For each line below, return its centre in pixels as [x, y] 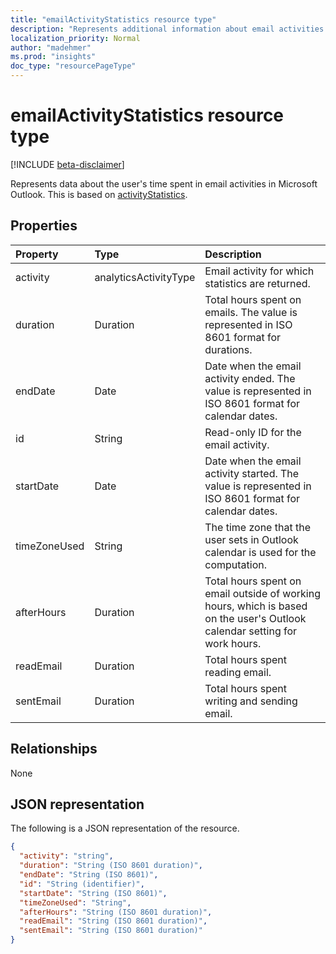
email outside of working [262, 593]
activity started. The [252, 473]
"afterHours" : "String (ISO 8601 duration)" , [116, 912]
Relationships [54, 749]
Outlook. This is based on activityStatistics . [99, 194]
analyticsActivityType [145, 277]
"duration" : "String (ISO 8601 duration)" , [111, 866]
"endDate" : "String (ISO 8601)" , [89, 875]
